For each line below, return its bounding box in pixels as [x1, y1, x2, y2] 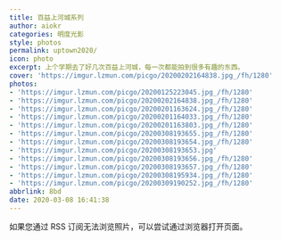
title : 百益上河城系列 [9, 12, 85, 22]
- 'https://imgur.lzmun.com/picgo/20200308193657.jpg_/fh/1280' [9, 162, 253, 171]
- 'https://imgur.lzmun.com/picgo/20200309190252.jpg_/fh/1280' [9, 179, 253, 188]
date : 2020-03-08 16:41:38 [9, 195, 110, 205]
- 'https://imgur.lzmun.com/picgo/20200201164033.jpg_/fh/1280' [9, 112, 253, 121]
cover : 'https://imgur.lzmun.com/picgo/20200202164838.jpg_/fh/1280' [9, 71, 274, 80]
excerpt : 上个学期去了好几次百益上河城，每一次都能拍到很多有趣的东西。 [9, 63, 245, 72]
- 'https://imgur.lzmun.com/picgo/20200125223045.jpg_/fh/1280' [9, 87, 253, 96]
